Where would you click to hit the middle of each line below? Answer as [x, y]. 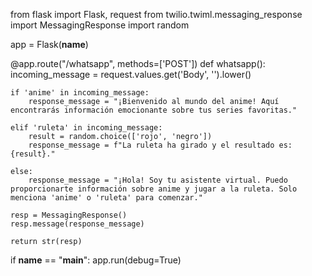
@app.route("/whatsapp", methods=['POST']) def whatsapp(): [138, 63]
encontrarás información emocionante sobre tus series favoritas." [154, 110]
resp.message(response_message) [77, 224]
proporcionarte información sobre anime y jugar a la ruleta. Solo [154, 189]
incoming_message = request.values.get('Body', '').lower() [131, 74]
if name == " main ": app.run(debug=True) [96, 260]
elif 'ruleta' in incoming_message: [86, 128]
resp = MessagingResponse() [69, 215]
